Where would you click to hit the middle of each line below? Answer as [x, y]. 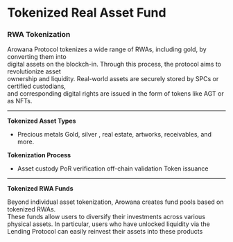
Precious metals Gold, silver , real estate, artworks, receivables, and [114, 135]
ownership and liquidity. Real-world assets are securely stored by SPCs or [113, 79]
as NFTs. [20, 101]
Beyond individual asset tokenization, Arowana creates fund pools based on [115, 202]
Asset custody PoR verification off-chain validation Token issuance [113, 168]
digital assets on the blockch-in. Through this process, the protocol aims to [114, 64]
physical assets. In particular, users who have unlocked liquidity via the [109, 224]
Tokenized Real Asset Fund [87, 13]
